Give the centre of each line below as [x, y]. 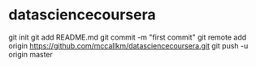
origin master [30, 54]
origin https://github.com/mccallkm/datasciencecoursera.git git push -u [128, 45]
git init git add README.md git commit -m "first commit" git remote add [128, 37]
